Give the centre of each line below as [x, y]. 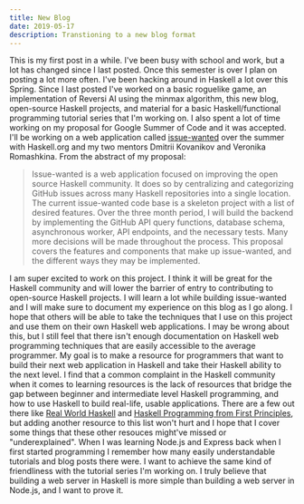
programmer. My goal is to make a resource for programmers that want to [147, 355]
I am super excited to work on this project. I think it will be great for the [141, 278]
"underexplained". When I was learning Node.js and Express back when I [145, 442]
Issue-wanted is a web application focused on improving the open [155, 174]
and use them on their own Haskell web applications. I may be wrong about [149, 326]
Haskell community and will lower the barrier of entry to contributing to [142, 288]
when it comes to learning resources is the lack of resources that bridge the [151, 384]
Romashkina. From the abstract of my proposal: [98, 157]
